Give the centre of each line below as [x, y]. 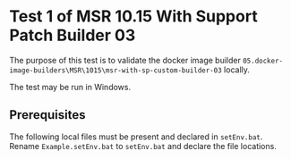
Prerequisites [47, 115]
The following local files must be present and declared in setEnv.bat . [136, 137]
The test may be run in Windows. [70, 87]
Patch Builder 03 [73, 35]
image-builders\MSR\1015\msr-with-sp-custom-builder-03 [116, 70]
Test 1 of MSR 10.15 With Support [133, 17]
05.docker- [263, 61]
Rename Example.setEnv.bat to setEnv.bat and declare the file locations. [143, 146]
